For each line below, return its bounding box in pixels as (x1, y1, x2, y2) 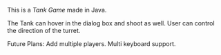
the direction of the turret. (7, 27, 81, 34)
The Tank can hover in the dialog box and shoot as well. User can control (7, 19, 215, 27)
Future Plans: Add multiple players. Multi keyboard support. (7, 40, 176, 47)
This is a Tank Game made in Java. (7, 6, 107, 14)
